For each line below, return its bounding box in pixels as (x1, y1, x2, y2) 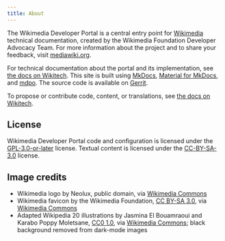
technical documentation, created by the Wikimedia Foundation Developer (7, 36, 216, 45)
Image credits (7, 171, 67, 183)
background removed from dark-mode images (16, 226, 148, 234)
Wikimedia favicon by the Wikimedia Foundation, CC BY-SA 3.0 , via (16, 196, 207, 205)
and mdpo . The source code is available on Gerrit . (7, 78, 148, 86)
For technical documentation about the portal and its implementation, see (7, 64, 214, 72)
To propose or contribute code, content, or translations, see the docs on (7, 92, 211, 100)
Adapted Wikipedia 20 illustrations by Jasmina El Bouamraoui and (16, 212, 202, 220)
